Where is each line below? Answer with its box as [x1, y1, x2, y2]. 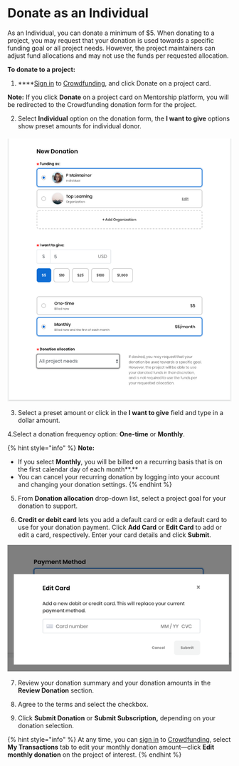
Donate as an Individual [7, 5, 149, 21]
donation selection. [17, 721, 75, 730]
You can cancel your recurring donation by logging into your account [17, 472, 221, 481]
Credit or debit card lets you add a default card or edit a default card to [17, 515, 228, 524]
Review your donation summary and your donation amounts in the [17, 678, 211, 687]
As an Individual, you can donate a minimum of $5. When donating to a [7, 29, 215, 37]
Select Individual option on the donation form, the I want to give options [17, 114, 230, 123]
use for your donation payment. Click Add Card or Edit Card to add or [17, 523, 223, 531]
